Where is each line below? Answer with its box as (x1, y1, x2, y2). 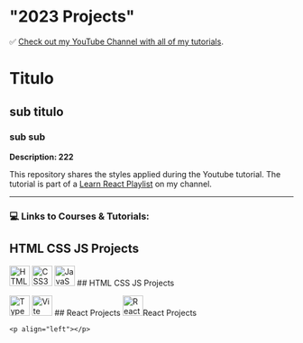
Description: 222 (9, 151, 74, 162)
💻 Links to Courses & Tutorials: (9, 210, 151, 222)
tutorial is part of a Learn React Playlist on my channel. (9, 178, 212, 189)
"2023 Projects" (9, 6, 135, 27)
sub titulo (9, 104, 64, 119)
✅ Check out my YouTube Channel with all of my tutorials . (9, 36, 224, 47)
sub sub (9, 131, 46, 143)
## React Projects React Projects (53, 307, 197, 318)
